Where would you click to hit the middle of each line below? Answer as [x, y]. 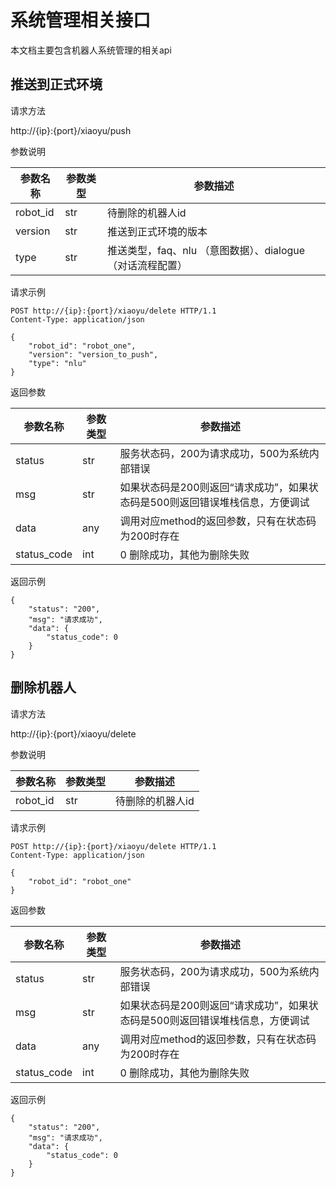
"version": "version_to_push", [93, 354]
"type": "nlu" [57, 363]
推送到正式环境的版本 [157, 231]
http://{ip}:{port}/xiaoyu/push [71, 130]
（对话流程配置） [147, 265]
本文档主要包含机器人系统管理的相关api [91, 50]
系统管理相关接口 [81, 20]
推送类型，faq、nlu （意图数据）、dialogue [206, 250]
